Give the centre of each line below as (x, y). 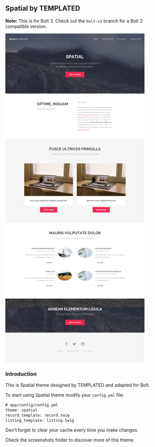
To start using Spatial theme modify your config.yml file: (65, 395)
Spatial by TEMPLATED (43, 8)
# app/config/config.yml (32, 405)
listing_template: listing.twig (40, 421)
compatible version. (26, 26)
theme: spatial (21, 411)
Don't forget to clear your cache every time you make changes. (72, 430)
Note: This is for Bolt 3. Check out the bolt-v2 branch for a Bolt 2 (74, 21)
